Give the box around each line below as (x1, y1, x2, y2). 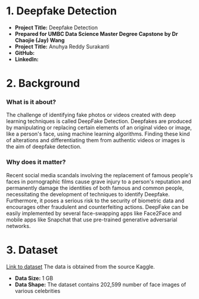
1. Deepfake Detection (6, 4, 117, 18)
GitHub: (14, 49, 35, 56)
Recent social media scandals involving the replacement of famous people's (6, 171, 193, 178)
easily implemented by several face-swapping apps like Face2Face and (6, 209, 182, 217)
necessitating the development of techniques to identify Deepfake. (6, 190, 170, 198)
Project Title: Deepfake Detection (14, 24, 98, 31)
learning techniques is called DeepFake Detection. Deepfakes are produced (6, 118, 192, 125)
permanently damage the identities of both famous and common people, (6, 184, 184, 192)
